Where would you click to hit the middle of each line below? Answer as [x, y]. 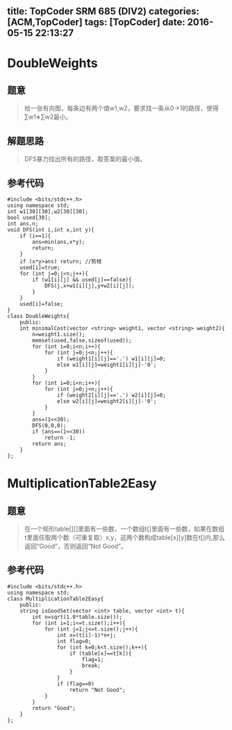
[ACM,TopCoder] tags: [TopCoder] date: [96, 23]
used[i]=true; [40, 268]
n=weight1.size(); [59, 335]
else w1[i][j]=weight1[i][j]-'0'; [107, 365]
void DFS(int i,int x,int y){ [51, 230]
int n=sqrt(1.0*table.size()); [77, 617]
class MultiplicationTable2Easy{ [56, 599]
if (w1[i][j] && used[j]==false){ [82, 280]
